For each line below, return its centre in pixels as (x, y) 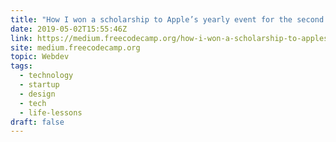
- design (37, 94)
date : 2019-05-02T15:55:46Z (69, 29)
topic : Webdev (40, 57)
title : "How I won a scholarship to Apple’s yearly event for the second (167, 19)
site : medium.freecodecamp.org (75, 47)
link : (21, 38)
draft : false (37, 122)
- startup (39, 85)
